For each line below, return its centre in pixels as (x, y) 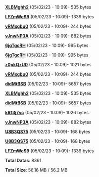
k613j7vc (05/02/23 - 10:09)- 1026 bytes (47, 112)
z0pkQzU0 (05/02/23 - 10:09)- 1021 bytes (48, 65)
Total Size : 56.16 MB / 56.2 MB (36, 170)
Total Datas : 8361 (23, 160)
